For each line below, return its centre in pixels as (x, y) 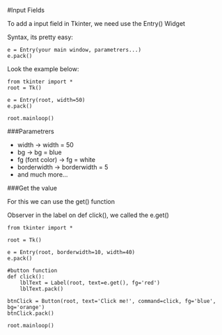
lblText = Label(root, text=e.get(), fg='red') (90, 283)
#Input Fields (26, 10)
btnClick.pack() (31, 313)
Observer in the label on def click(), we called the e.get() (88, 215)
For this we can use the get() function (61, 201)
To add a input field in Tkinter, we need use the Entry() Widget (96, 23)
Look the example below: (43, 69)
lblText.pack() (42, 289)
